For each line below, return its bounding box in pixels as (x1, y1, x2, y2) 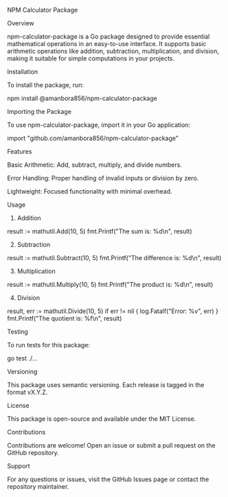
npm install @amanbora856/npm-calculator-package (7, 94, 158, 102)
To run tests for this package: (7, 341, 91, 349)
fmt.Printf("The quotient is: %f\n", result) (7, 314, 122, 322)
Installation (7, 68, 38, 76)
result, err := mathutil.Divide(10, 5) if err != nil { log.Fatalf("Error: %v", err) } (7, 307, 218, 315)
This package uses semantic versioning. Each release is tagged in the (7, 381, 205, 389)
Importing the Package (7, 108, 72, 115)
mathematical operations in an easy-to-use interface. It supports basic (7, 40, 207, 47)
